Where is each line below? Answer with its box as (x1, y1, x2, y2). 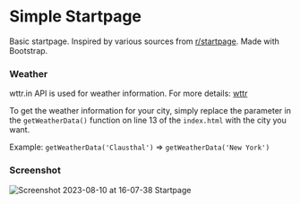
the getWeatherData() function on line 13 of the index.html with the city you (9, 115, 287, 126)
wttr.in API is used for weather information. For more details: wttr (9, 88, 248, 99)
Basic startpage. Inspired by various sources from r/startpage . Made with (9, 36, 280, 47)
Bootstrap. (9, 45, 48, 55)
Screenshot (9, 164, 61, 176)
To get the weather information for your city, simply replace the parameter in (9, 106, 291, 116)
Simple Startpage (9, 6, 141, 27)
